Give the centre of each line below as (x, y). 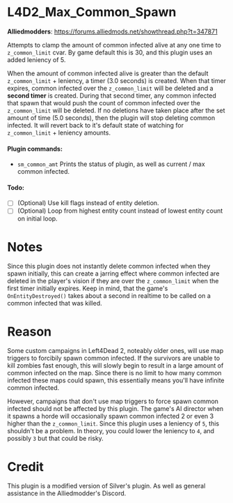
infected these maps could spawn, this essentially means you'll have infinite (116, 380)
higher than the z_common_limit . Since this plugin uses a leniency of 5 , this (113, 423)
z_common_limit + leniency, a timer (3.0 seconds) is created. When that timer (116, 80)
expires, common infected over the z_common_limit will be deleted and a (110, 88)
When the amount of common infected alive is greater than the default (108, 73)
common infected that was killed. (55, 303)
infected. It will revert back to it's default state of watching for (96, 125)
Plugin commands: (35, 149)
